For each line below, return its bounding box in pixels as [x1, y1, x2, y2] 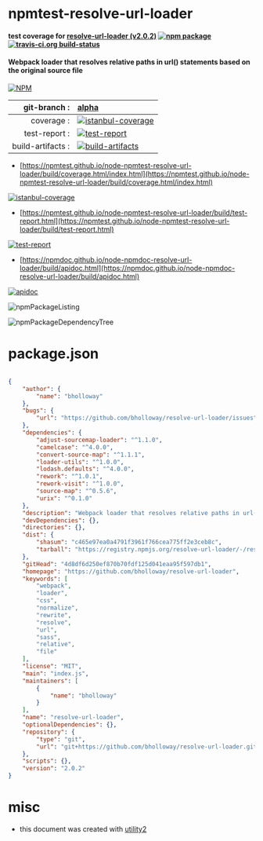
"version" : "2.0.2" [22, 765, 86, 773]
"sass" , [36, 633, 61, 641]
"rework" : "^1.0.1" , [36, 473, 103, 481]
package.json [8, 345, 99, 363]
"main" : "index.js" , [22, 669, 89, 678]
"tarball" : [36, 546, 72, 554]
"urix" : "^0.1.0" [36, 494, 92, 503]
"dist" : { [22, 531, 55, 539]
